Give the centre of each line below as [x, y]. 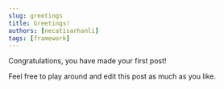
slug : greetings [35, 16]
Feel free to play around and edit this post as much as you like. [112, 76]
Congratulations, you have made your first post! [87, 61]
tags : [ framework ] [39, 38]
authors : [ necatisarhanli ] [54, 30]
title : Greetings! [39, 23]
